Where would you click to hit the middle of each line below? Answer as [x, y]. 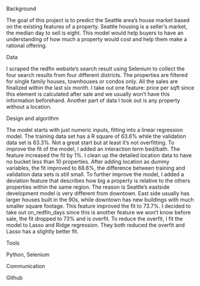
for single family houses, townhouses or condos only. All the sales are [92, 81]
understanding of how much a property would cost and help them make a [96, 39]
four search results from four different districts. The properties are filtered [97, 75]
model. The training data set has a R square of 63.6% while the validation [96, 136]
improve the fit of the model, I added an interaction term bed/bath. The [93, 149]
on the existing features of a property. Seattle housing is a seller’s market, [97, 27]
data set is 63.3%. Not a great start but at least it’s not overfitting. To [90, 142]
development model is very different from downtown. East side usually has [98, 193]
